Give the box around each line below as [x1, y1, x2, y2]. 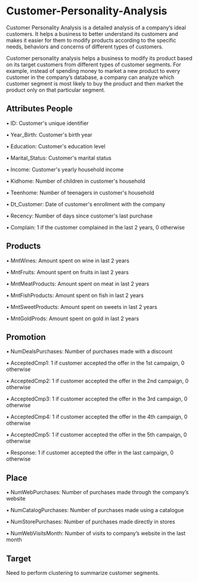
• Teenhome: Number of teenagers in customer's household [6, 189, 154, 196]
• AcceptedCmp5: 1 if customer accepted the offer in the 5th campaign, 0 [6, 431, 187, 439]
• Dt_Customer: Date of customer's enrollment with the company [6, 200, 166, 207]
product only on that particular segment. [6, 86, 106, 93]
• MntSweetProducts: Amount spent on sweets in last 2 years [6, 303, 157, 310]
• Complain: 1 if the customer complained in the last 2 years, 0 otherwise [6, 223, 185, 231]
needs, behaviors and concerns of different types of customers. [6, 43, 163, 50]
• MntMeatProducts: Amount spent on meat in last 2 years [6, 280, 150, 287]
